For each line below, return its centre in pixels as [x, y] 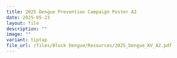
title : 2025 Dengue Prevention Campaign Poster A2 [72, 12]
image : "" [19, 34]
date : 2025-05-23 [28, 18]
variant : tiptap [27, 40]
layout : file [23, 23]
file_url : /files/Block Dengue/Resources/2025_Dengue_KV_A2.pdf [89, 46]
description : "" [27, 29]
